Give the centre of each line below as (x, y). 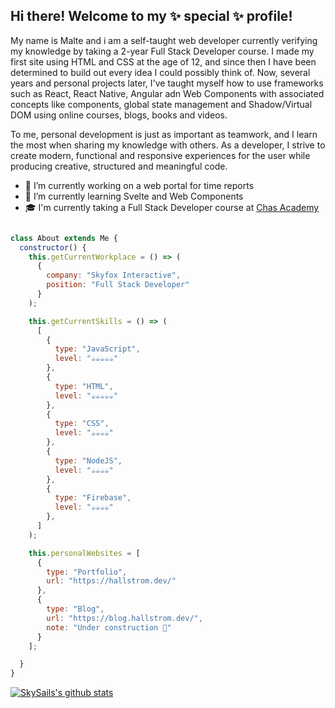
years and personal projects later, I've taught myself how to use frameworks (167, 83)
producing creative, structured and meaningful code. (119, 166)
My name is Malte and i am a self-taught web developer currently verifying (164, 40)
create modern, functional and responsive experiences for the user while (160, 155)
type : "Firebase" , (93, 498)
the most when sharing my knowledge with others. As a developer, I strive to (168, 145)
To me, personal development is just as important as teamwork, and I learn (164, 134)
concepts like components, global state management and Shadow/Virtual (161, 104)
